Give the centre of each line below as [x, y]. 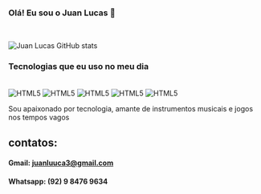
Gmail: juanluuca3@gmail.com [61, 163]
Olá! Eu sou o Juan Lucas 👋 [62, 13]
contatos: [33, 142]
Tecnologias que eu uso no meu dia [79, 67]
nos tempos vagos [39, 117]
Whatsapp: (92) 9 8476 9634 [58, 181]
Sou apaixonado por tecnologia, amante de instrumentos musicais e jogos [131, 109]
